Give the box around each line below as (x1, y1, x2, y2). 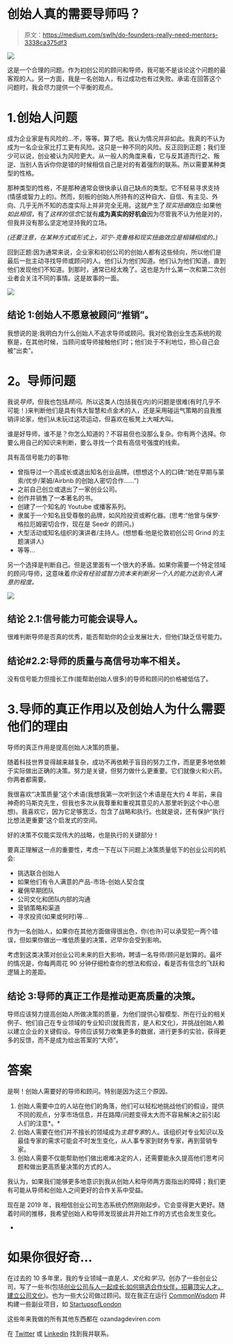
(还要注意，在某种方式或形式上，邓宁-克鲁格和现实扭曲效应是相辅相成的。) (7, 233, 218, 241)
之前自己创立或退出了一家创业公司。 (17, 485, 121, 493)
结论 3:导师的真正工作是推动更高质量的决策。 (7, 990, 201, 1002)
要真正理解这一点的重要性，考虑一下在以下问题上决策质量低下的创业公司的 (7, 846, 220, 854)
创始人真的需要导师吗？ (7, 6, 141, 22)
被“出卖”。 (7, 346, 37, 355)
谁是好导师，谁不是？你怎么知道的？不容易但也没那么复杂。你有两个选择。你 (7, 429, 226, 438)
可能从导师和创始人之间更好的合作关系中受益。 (12, 1186, 147, 1194)
